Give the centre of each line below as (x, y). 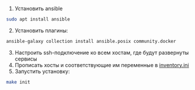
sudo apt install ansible (38, 19)
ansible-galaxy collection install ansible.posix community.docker (91, 41)
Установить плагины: (41, 30)
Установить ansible (39, 9)
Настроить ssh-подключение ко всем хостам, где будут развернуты (102, 52)
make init (18, 82)
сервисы (26, 59)
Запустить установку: (42, 71)
